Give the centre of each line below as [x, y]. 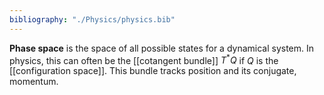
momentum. [34, 82]
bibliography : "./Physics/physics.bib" [92, 19]
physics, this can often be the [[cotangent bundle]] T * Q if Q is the [144, 59]
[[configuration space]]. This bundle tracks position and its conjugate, [153, 71]
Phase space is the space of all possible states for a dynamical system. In [162, 48]
